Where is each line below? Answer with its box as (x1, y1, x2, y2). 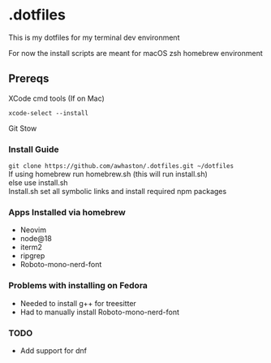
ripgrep (19, 251, 45, 261)
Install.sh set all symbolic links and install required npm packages (8, 187, 227, 197)
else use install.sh (8, 178, 68, 188)
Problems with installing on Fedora (8, 280, 148, 292)
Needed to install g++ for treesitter (19, 298, 136, 308)
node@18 (19, 234, 53, 244)
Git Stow (8, 123, 37, 133)
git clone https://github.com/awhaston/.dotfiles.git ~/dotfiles (8, 162, 234, 171)
